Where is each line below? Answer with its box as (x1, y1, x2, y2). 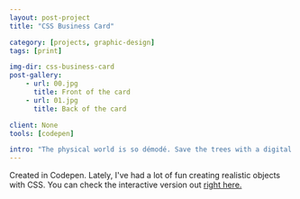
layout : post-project (9, 13, 91, 23)
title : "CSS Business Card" (9, 22, 115, 31)
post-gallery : (9, 71, 63, 80)
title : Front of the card (32, 87, 131, 96)
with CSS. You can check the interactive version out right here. (9, 179, 242, 190)
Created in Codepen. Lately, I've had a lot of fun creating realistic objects (9, 170, 281, 181)
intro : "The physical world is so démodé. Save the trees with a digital (9, 145, 293, 154)
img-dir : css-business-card (9, 62, 115, 72)
